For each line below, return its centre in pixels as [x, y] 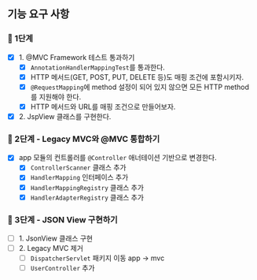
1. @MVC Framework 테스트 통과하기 [77, 57]
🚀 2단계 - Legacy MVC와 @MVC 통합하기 [84, 139]
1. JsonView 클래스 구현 [56, 238]
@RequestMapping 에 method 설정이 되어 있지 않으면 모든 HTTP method [140, 87]
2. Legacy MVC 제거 [51, 248]
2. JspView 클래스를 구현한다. [65, 116]
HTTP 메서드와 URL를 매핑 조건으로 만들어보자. [103, 106]
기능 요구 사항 [39, 14]
